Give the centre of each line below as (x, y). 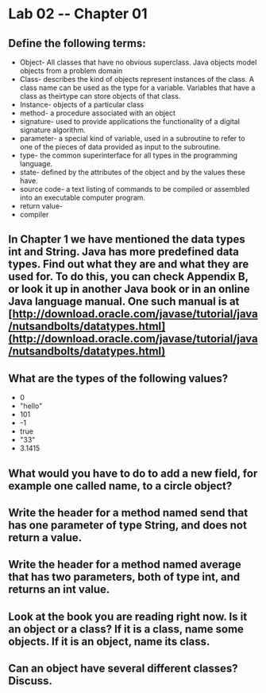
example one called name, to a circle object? (120, 486)
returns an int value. (59, 590)
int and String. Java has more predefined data (124, 252)
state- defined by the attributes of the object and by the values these (133, 172)
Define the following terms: (77, 43)
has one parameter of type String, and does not (128, 525)
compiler (34, 214)
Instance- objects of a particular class (82, 105)
